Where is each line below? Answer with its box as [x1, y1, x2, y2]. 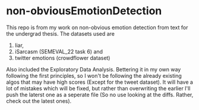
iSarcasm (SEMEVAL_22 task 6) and [14, 48, 103, 55]
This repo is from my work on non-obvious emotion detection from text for [6, 24, 188, 31]
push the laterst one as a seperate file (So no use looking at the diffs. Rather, [6, 91, 194, 98]
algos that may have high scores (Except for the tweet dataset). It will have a [6, 78, 193, 86]
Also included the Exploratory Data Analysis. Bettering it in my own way [6, 65, 181, 73]
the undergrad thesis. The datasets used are [6, 30, 115, 37]
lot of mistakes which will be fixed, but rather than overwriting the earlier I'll [6, 84, 191, 92]
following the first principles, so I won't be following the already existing [6, 72, 182, 79]
